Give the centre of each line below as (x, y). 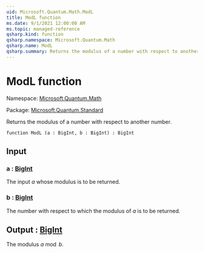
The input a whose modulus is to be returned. (63, 182)
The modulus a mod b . (35, 245)
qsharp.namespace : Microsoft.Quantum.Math (61, 40)
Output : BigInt (34, 230)
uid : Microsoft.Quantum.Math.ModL (50, 12)
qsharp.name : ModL (29, 46)
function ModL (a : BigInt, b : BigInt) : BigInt (70, 133)
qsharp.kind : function (35, 35)
